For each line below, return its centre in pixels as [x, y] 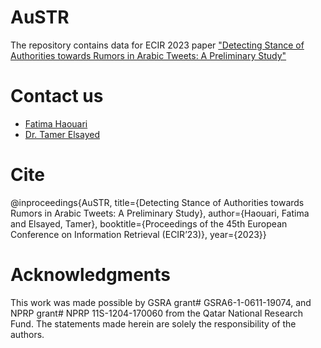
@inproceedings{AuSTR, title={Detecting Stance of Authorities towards [157, 202]
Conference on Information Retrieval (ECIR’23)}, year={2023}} [138, 234]
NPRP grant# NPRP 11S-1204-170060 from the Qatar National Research [157, 313]
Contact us [57, 96]
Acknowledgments [91, 275]
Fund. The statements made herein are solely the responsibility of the [153, 323]
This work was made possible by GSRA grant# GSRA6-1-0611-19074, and [161, 302]
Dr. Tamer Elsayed [62, 134]
